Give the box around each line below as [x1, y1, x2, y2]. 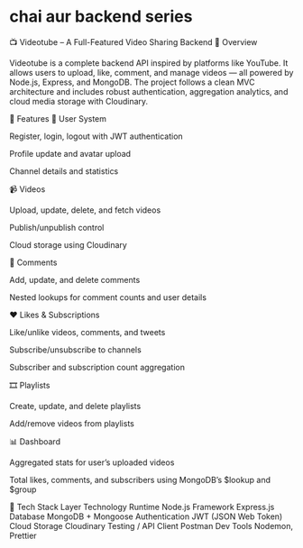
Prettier [9, 530, 38, 541]
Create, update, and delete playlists [9, 400, 142, 411]
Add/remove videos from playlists [9, 417, 135, 429]
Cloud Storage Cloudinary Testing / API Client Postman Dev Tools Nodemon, [9, 520, 294, 531]
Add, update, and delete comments [9, 274, 141, 285]
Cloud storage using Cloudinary [9, 239, 128, 250]
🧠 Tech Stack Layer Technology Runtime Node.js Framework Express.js [9, 501, 275, 512]
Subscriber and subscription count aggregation [9, 361, 185, 372]
